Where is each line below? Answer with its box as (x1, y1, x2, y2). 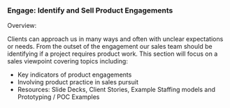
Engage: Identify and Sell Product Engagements (7, 6, 173, 15)
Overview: (7, 22, 37, 30)
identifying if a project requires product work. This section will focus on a (7, 49, 218, 58)
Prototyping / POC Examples (17, 93, 100, 101)
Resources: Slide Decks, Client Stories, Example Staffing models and (17, 86, 215, 94)
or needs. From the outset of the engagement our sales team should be (7, 43, 213, 51)
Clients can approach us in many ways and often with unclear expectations (7, 35, 224, 43)
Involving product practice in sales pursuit (17, 78, 138, 86)
